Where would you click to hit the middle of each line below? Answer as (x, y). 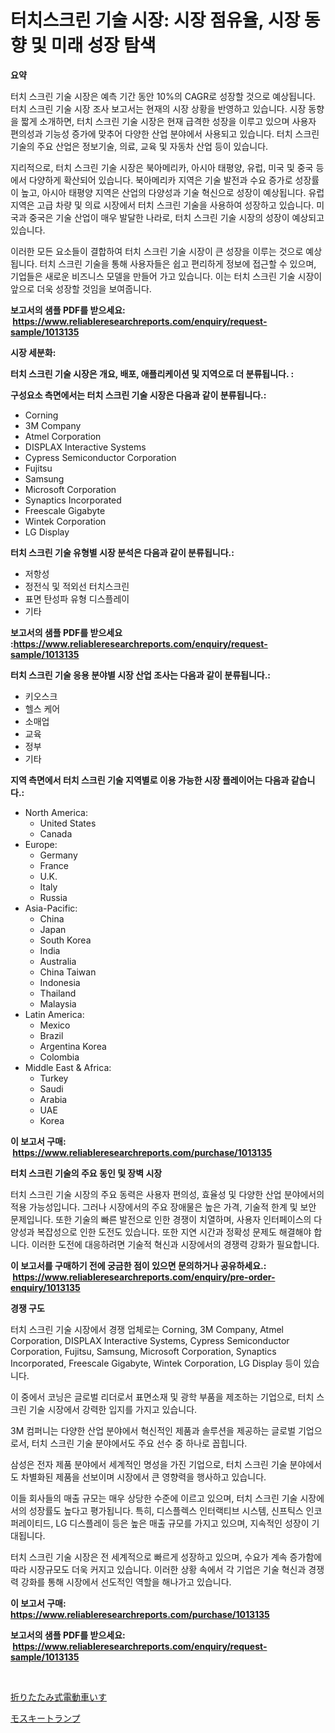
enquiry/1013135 (45, 1287)
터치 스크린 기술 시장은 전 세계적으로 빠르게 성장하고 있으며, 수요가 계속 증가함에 (166, 1557)
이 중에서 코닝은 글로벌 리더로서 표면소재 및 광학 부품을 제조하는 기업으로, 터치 (162, 1397)
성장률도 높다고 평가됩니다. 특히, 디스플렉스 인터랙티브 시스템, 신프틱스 (166, 1510)
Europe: (41, 844)
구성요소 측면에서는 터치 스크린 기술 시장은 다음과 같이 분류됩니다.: (138, 395)
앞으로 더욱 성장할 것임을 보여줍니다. (81, 288)
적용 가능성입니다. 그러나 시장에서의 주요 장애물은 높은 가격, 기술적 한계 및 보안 (163, 1207)
